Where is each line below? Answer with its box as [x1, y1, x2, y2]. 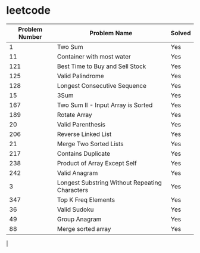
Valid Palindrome [57, 72, 104, 80]
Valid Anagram [57, 168, 98, 177]
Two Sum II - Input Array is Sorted [57, 101, 153, 109]
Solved [170, 29, 191, 37]
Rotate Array [57, 110, 92, 119]
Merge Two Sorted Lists [57, 140, 124, 148]
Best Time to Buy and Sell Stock [57, 62, 146, 70]
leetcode [6, 4, 51, 17]
